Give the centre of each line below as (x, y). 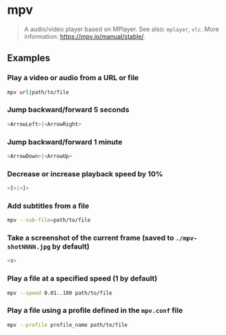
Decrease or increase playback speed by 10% (85, 173)
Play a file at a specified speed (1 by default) (82, 278)
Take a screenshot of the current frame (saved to (91, 238)
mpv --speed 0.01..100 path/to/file (60, 293)
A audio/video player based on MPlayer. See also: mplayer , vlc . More (121, 29)
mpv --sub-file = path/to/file (49, 220)
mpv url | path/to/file (38, 92)
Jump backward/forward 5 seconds (68, 110)
